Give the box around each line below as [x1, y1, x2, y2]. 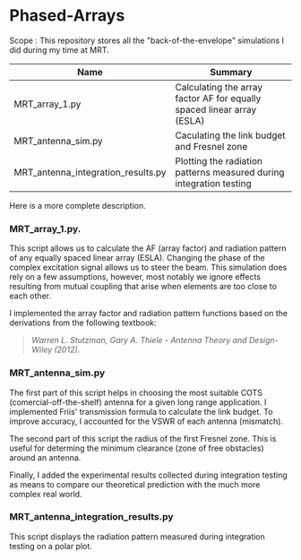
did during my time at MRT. [9, 44, 109, 55]
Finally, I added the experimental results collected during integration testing [9, 470, 288, 480]
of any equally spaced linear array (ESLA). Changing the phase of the [9, 253, 266, 263]
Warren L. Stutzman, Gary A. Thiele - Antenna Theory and [30, 335, 248, 346]
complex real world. [9, 488, 82, 499]
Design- [248, 335, 279, 346]
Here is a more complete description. [9, 200, 146, 211]
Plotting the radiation [174, 154, 262, 167]
